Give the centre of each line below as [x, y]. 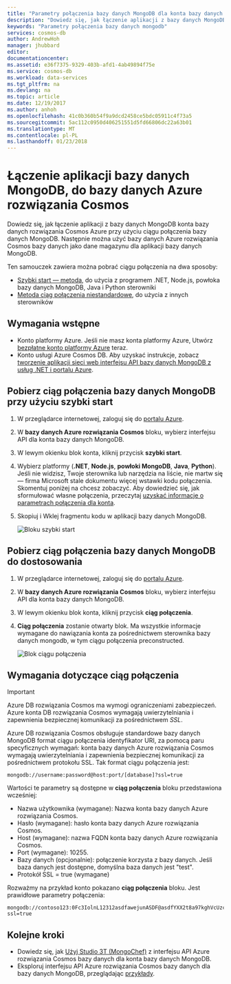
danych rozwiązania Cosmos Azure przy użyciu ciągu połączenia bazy [107, 232]
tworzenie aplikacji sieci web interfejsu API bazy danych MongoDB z [114, 362]
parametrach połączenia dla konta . [66, 502]
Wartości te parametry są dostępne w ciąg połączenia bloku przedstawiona [114, 788]
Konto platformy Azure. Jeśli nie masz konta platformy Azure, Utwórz [115, 340]
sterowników [35, 302]
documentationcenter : [38, 59]
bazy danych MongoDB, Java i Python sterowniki [87, 287]
